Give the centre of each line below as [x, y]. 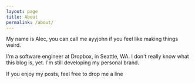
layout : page [22, 11]
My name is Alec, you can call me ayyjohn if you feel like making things [92, 39]
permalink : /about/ [30, 22]
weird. [14, 45]
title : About [22, 17]
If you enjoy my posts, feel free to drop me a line [65, 74]
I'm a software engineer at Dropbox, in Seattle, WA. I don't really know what [97, 57]
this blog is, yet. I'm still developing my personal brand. [73, 63]
